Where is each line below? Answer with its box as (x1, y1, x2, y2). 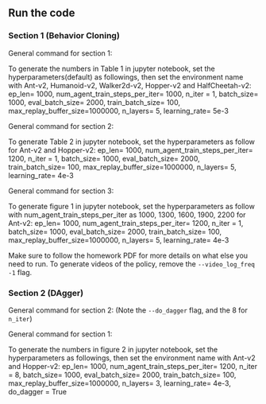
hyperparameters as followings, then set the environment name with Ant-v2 (8, 353, 256, 363)
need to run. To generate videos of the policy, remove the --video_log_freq (8, 258, 256, 269)
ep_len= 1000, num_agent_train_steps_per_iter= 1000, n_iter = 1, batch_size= (8, 89, 259, 99)
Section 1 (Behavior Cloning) (8, 30, 121, 41)
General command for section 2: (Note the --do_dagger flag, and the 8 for (8, 305, 248, 315)
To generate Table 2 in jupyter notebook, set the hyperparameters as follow (8, 137, 256, 146)
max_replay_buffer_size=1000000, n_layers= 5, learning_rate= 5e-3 (8, 106, 229, 115)
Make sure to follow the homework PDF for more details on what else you (8, 251, 249, 260)
